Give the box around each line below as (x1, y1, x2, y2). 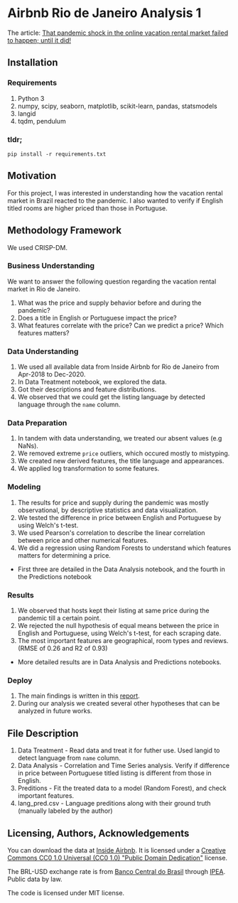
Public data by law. (7, 875, 63, 883)
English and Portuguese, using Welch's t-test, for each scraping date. (17, 629, 222, 637)
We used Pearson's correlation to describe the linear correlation (17, 528, 205, 537)
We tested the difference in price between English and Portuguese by (17, 513, 222, 521)
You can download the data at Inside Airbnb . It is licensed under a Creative (7, 845, 226, 854)
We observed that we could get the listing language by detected (17, 393, 206, 401)
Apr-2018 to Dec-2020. (17, 370, 86, 379)
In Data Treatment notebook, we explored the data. (17, 378, 167, 386)
